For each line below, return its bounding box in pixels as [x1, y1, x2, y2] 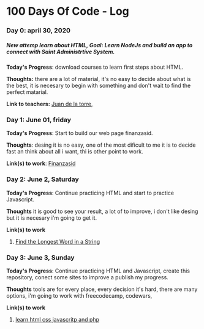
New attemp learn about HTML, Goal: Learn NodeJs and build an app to [6, 41, 193, 48]
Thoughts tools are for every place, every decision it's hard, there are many [6, 285, 198, 293]
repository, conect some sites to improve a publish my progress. [6, 273, 168, 281]
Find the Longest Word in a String [15, 238, 100, 245]
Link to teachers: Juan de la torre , [6, 100, 93, 108]
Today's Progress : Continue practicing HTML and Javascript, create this [6, 267, 190, 274]
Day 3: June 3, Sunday [6, 253, 75, 261]
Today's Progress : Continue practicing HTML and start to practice [6, 189, 175, 196]
